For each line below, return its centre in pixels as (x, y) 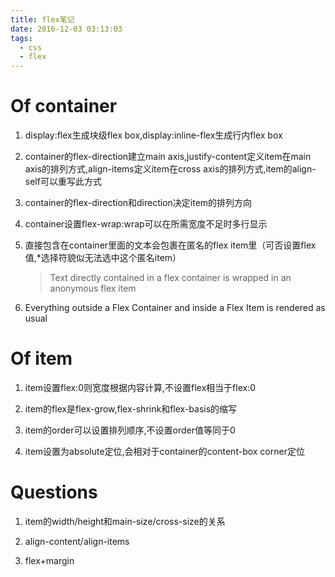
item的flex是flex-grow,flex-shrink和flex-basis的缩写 (131, 409)
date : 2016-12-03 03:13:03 (66, 29)
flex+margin (49, 560)
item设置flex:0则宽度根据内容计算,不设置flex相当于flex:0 (140, 387)
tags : (21, 38)
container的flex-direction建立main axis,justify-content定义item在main (168, 157)
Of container (64, 106)
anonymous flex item (93, 288)
